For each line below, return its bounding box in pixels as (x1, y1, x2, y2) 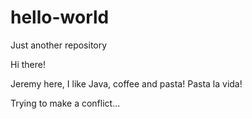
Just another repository (10, 39, 108, 51)
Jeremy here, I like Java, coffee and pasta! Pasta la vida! (10, 77, 243, 90)
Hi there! (10, 58, 46, 70)
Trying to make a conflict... (10, 97, 121, 109)
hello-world (10, 6, 110, 29)
